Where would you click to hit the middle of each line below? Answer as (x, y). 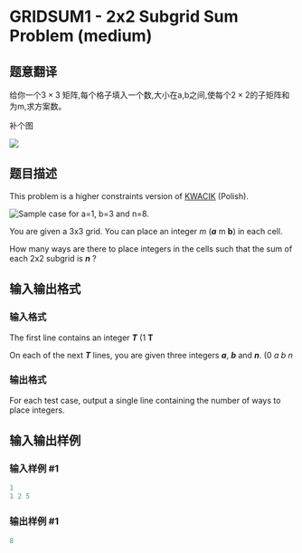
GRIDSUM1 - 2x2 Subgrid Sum (124, 17)
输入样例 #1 (34, 469)
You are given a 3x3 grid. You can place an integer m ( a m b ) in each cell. (146, 231)
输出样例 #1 (34, 521)
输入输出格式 (45, 289)
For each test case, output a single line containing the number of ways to (145, 400)
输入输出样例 (45, 441)
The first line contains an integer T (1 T (81, 338)
